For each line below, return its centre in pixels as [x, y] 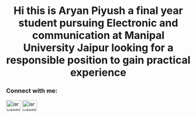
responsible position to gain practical [98, 60]
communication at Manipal [98, 36]
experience [98, 72]
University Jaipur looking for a [98, 48]
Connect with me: [32, 91]
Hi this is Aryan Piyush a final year [98, 11]
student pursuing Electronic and [98, 23]
